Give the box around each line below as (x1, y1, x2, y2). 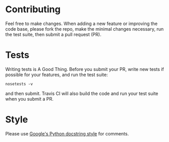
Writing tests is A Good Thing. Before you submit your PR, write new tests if (5, 66, 164, 72)
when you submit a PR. (5, 96, 54, 102)
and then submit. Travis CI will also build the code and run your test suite (5, 90, 158, 97)
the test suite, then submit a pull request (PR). (5, 31, 102, 37)
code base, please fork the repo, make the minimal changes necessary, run (5, 26, 164, 32)
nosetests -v (5, 81, 33, 86)
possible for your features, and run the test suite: (5, 72, 108, 78)
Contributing (5, 4, 61, 15)
